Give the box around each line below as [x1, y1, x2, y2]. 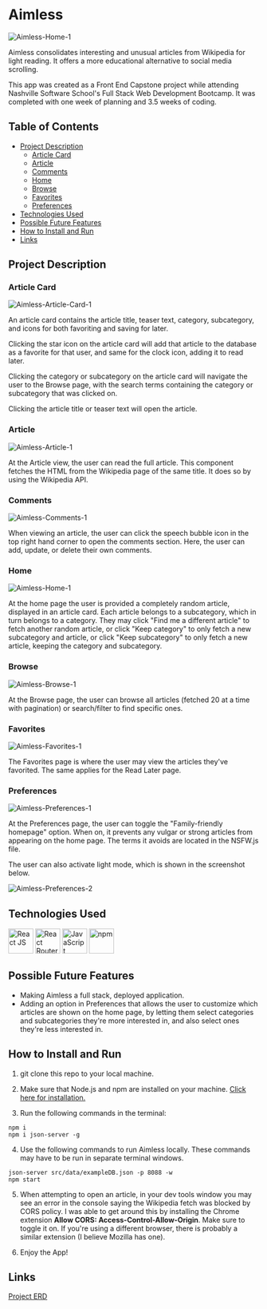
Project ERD [8, 1291, 48, 1301]
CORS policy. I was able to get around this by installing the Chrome [19, 1206, 240, 1216]
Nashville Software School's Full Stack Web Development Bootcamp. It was [8, 88, 256, 97]
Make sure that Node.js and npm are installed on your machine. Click [19, 1084, 246, 1093]
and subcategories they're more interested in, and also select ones [19, 1016, 240, 1025]
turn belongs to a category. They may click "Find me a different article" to [8, 616, 249, 625]
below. [8, 868, 30, 878]
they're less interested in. [19, 1024, 104, 1033]
